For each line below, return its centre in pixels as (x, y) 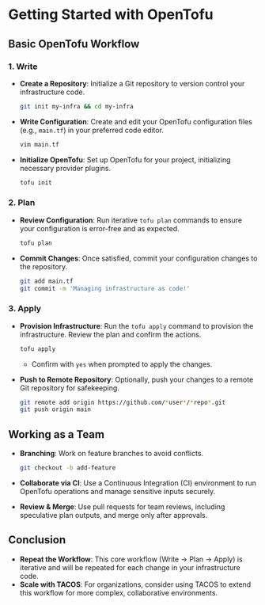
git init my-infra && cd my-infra (76, 106)
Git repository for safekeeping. (70, 388)
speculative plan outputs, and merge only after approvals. (114, 516)
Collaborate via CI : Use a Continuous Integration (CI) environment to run (138, 483)
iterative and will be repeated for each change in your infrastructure (130, 567)
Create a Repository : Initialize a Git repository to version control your (132, 83)
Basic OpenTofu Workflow (74, 44)
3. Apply (25, 309)
